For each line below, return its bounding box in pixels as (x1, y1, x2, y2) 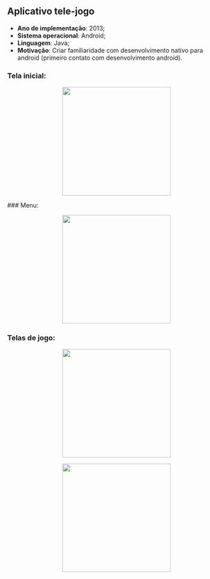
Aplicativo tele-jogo (7, 6, 95, 17)
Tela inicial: (7, 71, 46, 81)
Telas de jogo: (7, 333, 55, 343)
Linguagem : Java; (17, 38, 70, 47)
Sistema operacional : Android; (17, 31, 106, 40)
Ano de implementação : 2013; (17, 24, 105, 32)
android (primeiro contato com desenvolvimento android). (17, 53, 182, 62)
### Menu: (7, 201, 39, 210)
